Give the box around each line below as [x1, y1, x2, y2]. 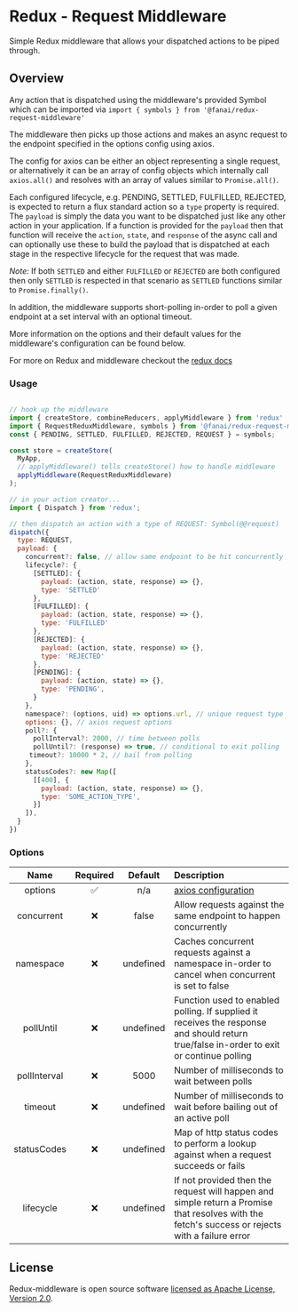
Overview [9, 71, 65, 86]
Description [174, 869, 224, 882]
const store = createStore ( [9, 446, 114, 455]
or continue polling [174, 1050, 253, 1062]
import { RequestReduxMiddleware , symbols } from [9, 421, 197, 430]
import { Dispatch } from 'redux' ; [9, 503, 141, 512]
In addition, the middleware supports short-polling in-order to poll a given [9, 301, 278, 312]
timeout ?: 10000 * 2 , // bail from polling [28, 751, 192, 760]
